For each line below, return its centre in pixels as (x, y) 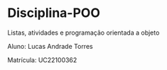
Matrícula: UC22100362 (42, 60)
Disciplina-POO (54, 13)
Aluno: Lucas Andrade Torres (50, 46)
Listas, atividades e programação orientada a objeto (83, 33)
